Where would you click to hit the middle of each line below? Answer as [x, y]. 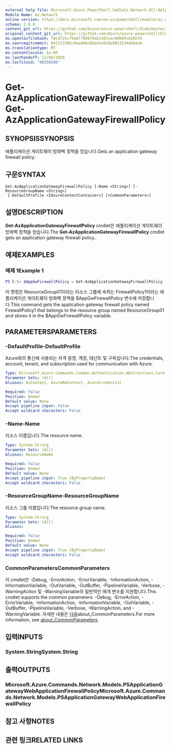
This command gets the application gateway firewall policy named [80, 305]
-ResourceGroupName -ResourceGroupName [62, 496]
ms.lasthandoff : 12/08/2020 [35, 57]
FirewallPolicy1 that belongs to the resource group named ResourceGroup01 [85, 310]
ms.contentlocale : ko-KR [32, 52]
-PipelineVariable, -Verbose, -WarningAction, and [79, 608]
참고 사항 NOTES [30, 721]
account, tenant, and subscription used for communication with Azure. [79, 364]
